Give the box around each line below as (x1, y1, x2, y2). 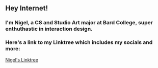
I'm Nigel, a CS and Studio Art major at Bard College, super (5, 19, 153, 26)
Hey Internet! (5, 4, 48, 13)
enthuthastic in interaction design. (5, 25, 93, 32)
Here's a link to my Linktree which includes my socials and (5, 39, 153, 46)
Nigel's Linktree (5, 56, 38, 62)
